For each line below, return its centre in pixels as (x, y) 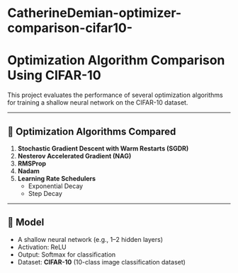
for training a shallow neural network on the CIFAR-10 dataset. (98, 103)
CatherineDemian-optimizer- (95, 13)
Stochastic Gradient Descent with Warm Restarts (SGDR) (103, 148)
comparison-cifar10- (70, 28)
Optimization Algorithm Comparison (116, 60)
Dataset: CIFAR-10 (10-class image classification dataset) (102, 262)
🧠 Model (26, 222)
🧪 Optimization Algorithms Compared (92, 131)
